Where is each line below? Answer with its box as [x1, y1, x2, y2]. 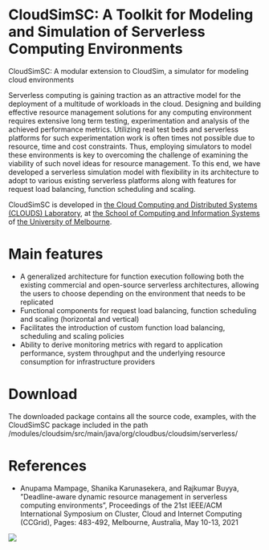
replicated [19, 297, 54, 307]
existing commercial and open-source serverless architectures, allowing [19, 279, 259, 290]
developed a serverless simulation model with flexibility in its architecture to [8, 167, 259, 177]
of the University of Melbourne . [8, 217, 112, 226]
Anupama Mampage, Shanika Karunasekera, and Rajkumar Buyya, [19, 483, 239, 493]
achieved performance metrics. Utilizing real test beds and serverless [8, 124, 239, 134]
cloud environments [8, 75, 75, 84]
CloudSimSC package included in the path [8, 420, 149, 430]
